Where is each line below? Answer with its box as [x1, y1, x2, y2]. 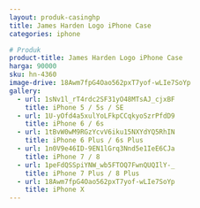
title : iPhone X [25, 185, 85, 195]
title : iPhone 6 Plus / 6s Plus [25, 136, 144, 145]
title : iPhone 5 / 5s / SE [25, 103, 124, 112]
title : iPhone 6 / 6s [25, 119, 104, 128]
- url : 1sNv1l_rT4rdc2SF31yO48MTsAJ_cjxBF [17, 95, 175, 104]
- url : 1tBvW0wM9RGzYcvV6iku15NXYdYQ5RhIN [17, 127, 175, 137]
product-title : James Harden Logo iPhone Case [9, 54, 183, 63]
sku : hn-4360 [9, 70, 57, 80]
